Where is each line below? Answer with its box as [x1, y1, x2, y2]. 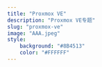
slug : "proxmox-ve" [7, 23, 64, 30]
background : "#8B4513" [19, 43, 85, 50]
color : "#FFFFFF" [19, 50, 70, 57]
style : [7, 36, 26, 43]
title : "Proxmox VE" [7, 10, 67, 17]
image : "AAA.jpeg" [7, 29, 60, 37]
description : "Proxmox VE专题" [7, 17, 96, 24]
